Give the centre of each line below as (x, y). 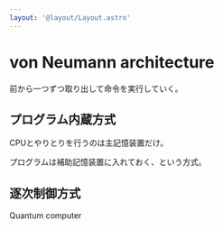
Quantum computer (46, 216)
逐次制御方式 (45, 193)
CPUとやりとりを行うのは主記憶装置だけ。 (89, 143)
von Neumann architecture (112, 62)
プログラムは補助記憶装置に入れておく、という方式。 (108, 162)
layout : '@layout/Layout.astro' (70, 18)
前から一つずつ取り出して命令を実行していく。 (96, 88)
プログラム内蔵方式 (63, 120)
